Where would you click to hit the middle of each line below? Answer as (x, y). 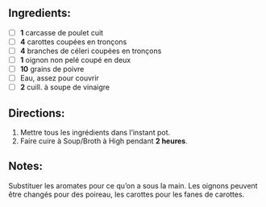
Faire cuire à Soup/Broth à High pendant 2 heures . (104, 141)
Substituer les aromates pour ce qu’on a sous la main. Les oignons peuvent (133, 185)
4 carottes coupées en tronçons (73, 41)
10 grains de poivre (52, 69)
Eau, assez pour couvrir (59, 78)
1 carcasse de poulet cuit (61, 32)
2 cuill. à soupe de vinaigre (65, 87)
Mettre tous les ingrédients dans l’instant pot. (95, 133)
